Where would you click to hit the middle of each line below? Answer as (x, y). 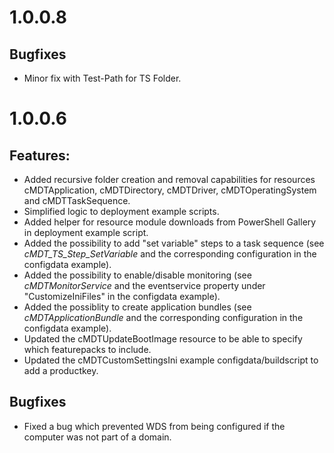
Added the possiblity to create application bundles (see (137, 307)
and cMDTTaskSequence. (77, 200)
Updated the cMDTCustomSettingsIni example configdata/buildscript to (171, 360)
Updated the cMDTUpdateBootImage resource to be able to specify (163, 339)
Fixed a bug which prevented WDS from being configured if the (154, 426)
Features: (40, 155)
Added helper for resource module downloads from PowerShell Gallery (170, 222)
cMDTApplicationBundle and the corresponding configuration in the (163, 317)
